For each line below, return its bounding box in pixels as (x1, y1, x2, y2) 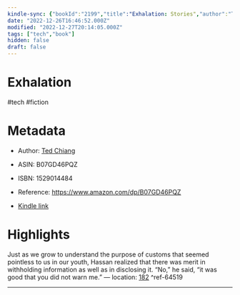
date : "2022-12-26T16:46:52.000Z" (7, 17, 111, 24)
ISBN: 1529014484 (17, 174, 73, 182)
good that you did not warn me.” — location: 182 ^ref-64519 (7, 272, 184, 281)
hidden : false (7, 37, 50, 44)
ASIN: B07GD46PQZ (17, 160, 79, 168)
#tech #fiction (7, 98, 49, 106)
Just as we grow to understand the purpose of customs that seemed (7, 250, 209, 259)
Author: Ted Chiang (17, 146, 76, 155)
